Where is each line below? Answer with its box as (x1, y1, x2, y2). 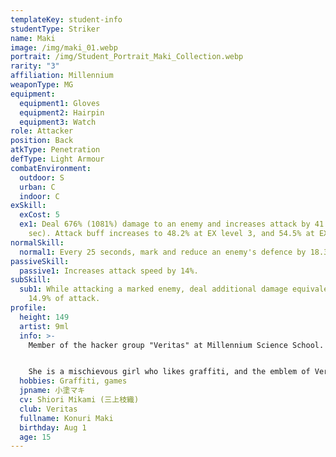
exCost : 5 (19, 210, 60, 220)
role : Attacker (10, 126, 74, 136)
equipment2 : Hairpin (19, 107, 105, 118)
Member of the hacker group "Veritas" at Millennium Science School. (28, 340, 325, 350)
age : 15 (19, 432, 52, 442)
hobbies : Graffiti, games (19, 376, 128, 386)
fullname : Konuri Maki (19, 413, 114, 423)
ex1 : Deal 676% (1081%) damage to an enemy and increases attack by (19, 219, 311, 230)
